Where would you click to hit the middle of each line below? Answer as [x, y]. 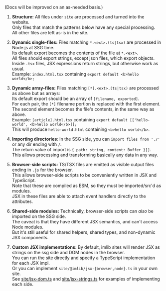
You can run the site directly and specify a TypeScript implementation [83, 258]
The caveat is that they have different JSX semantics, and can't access [85, 222]
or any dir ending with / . [37, 144]
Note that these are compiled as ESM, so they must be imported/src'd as [86, 186]
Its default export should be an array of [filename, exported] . [76, 98]
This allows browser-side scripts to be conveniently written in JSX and [84, 175]
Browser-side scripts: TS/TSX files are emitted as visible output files [83, 164]
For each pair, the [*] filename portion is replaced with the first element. [86, 104]
